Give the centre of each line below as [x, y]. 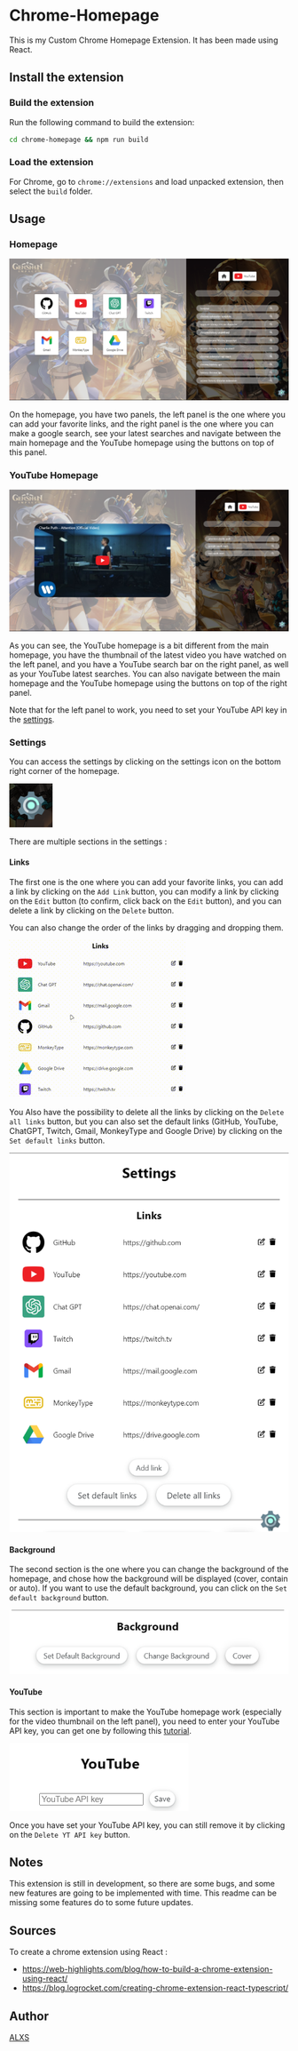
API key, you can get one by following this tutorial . [101, 1730]
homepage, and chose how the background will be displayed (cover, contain [149, 1579]
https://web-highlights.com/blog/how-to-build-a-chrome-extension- [147, 1969]
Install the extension [67, 78]
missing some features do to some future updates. [101, 1903]
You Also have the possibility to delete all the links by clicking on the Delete [147, 1112]
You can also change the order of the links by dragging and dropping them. [146, 927]
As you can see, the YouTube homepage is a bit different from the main [139, 646]
